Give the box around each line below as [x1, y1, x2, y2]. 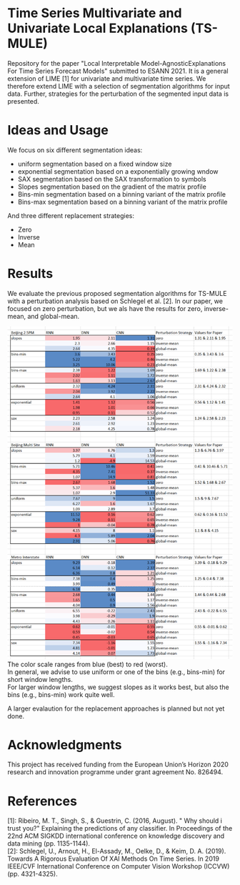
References [7, 793, 77, 809]
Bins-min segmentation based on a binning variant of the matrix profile [17, 189, 226, 198]
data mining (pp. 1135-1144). [7, 839, 91, 848]
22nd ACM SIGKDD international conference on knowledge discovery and [7, 831, 225, 841]
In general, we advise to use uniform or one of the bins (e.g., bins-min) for [7, 667, 226, 676]
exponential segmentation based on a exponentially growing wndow [17, 167, 219, 176]
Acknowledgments [7, 736, 123, 753]
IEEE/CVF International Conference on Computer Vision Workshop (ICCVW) [7, 862, 230, 871]
